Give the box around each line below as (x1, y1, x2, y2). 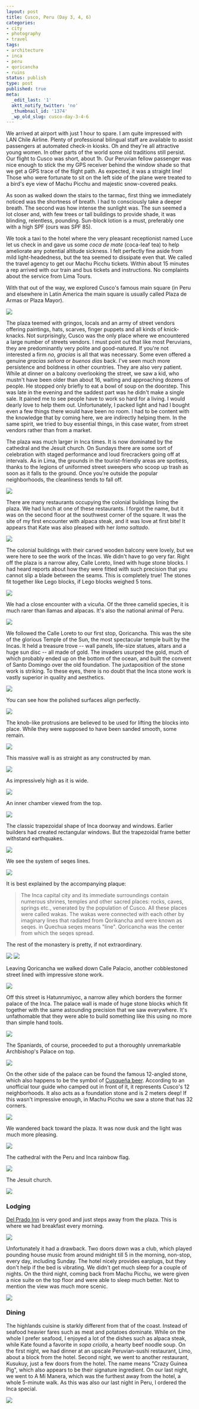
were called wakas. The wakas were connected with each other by (20, 911, 185, 918)
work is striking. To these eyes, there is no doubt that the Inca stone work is (6, 667, 191, 675)
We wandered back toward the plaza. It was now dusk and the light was (6, 1125, 182, 1132)
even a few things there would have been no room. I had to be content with (6, 408, 190, 415)
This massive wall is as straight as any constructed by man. (6, 755, 151, 762)
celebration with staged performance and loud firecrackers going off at (6, 451, 181, 458)
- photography (6, 31, 42, 37)
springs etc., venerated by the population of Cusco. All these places (20, 904, 187, 911)
